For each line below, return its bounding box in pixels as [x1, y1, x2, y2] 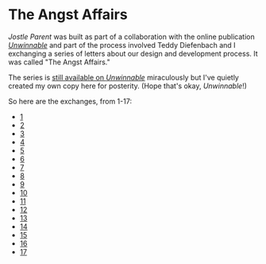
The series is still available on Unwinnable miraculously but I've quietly [8, 72, 240, 82]
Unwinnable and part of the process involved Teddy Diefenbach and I [8, 40, 236, 49]
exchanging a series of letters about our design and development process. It [8, 49, 258, 58]
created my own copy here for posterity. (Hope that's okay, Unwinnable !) [8, 81, 248, 91]
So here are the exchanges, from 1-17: [8, 96, 133, 106]
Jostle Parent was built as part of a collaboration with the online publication [8, 32, 256, 41]
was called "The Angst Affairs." [8, 57, 111, 67]
